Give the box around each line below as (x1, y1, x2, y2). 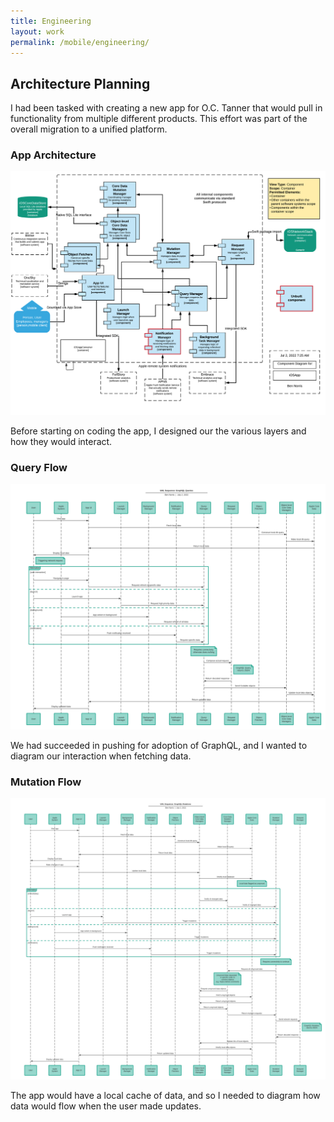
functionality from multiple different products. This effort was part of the (10, 113, 308, 125)
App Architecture (10, 148, 97, 162)
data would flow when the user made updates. (10, 1100, 202, 1112)
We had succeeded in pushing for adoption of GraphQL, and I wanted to (10, 739, 308, 751)
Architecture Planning (10, 75, 151, 92)
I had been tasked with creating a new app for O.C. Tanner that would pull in (10, 102, 323, 114)
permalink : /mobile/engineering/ (10, 37, 150, 47)
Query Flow (10, 460, 68, 474)
